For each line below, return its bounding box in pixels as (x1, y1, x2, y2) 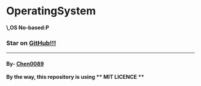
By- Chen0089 (6, 60, 44, 67)
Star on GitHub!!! (6, 39, 56, 47)
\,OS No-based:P (6, 24, 50, 31)
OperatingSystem (6, 4, 96, 18)
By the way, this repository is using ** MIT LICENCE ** (6, 73, 145, 81)
